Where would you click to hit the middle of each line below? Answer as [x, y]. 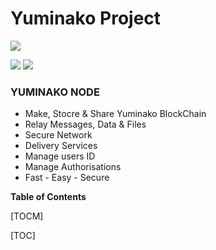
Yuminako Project [86, 18]
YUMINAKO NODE [55, 92]
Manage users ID [60, 156]
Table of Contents [48, 197]
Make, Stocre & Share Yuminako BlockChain [115, 114]
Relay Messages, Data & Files [85, 124]
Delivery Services [61, 146]
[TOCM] [27, 216]
